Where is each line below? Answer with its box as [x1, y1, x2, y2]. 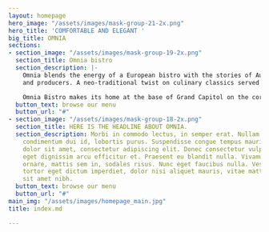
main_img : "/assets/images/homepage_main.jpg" [8, 197, 167, 205]
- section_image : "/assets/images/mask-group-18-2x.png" [8, 115, 203, 124]
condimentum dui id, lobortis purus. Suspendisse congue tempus [22, 138, 242, 146]
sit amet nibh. [22, 175, 74, 183]
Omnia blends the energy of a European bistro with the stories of [22, 71, 252, 79]
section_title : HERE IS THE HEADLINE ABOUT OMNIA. [15, 123, 188, 131]
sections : [8, 42, 42, 50]
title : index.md [8, 205, 62, 213]
